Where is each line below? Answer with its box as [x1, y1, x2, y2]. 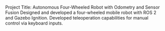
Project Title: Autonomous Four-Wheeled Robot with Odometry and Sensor [5, 4, 160, 10]
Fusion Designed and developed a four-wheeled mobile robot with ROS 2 [5, 9, 157, 15]
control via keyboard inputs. [5, 20, 63, 26]
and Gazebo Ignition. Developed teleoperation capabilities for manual [5, 15, 148, 20]
